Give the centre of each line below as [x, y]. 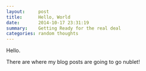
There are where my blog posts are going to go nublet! [73, 62]
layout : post [28, 12]
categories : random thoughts [42, 34]
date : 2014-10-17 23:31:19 [48, 22]
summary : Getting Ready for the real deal [63, 28]
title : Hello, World [38, 17]
